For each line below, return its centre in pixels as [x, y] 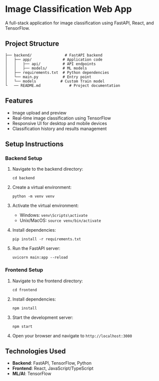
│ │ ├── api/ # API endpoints [51, 64]
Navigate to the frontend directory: [47, 281]
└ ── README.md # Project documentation [63, 85]
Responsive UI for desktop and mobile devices [60, 123]
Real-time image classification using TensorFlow [61, 118]
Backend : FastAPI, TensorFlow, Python [52, 363]
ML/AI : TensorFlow [32, 374]
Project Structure [32, 44]
